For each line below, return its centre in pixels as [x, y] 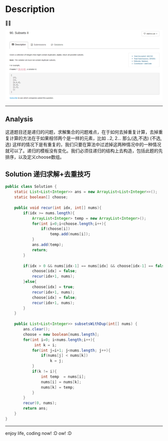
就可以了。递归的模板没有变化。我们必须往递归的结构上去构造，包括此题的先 [84, 151]
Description [30, 9]
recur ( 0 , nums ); [40, 403]
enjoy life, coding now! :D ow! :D [38, 433]
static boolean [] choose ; [41, 197]
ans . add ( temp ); [48, 245]
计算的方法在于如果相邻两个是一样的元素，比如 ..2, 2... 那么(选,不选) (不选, [85, 138]
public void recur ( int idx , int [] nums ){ [58, 208]
